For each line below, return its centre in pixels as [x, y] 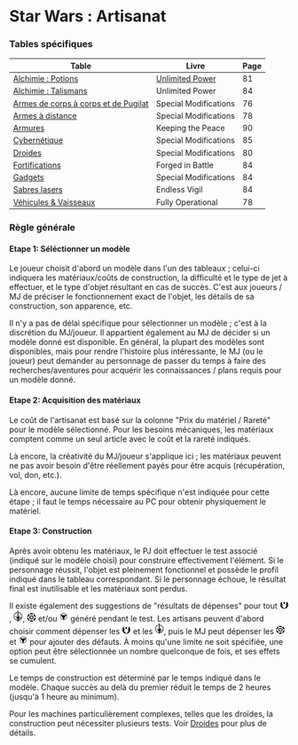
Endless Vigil [180, 190]
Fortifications [37, 165]
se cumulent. [33, 661]
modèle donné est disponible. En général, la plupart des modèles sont [137, 342]
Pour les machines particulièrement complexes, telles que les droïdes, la [141, 714]
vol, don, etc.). [35, 474]
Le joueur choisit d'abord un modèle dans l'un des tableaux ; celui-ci [134, 269]
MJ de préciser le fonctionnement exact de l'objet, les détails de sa [132, 297]
